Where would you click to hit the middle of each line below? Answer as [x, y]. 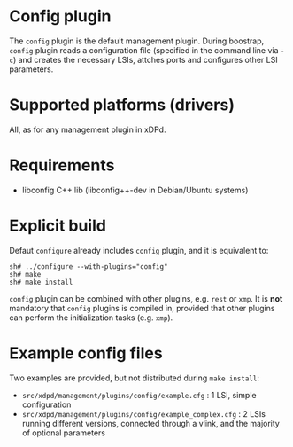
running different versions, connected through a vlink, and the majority [151, 423]
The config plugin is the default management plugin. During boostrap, [137, 41]
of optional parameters [64, 433]
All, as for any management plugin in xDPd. [88, 129]
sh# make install [41, 282]
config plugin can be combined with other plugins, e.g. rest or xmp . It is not [146, 298]
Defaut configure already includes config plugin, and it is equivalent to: [139, 250]
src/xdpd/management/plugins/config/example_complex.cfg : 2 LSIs [143, 413]
